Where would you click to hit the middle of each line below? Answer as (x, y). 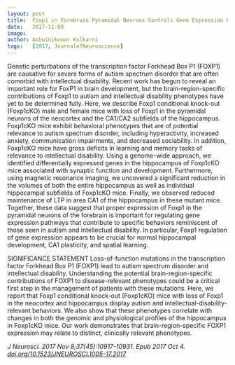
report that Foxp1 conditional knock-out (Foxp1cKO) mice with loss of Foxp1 (115, 296)
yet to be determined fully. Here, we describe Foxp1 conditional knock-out (114, 103)
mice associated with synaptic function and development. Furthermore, (110, 170)
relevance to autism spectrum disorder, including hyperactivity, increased (113, 133)
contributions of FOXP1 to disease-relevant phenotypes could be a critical (114, 281)
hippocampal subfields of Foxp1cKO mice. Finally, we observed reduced (111, 193)
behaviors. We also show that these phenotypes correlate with (122, 310)
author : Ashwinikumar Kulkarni (53, 40)
